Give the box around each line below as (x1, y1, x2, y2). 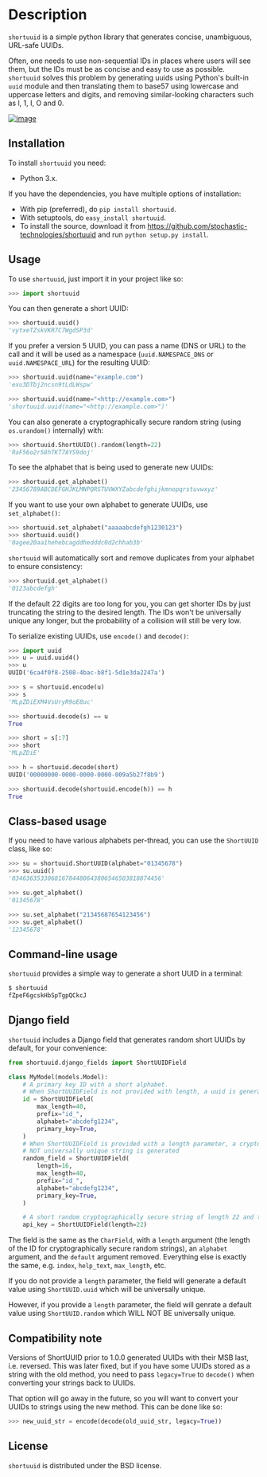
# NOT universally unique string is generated (22, 1147, 180, 1155)
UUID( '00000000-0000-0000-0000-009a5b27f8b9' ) (8, 771, 165, 779)
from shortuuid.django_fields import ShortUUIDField (8, 1059, 187, 1067)
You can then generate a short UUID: (8, 304, 129, 313)
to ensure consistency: (8, 561, 83, 571)
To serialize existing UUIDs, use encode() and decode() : (8, 631, 189, 641)
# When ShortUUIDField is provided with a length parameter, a (22, 1140, 237, 1148)
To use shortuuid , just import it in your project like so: (8, 273, 184, 284)
